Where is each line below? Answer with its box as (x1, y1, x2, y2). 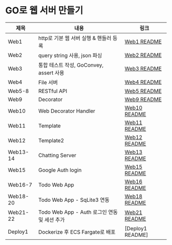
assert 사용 (38, 69, 64, 76)
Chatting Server (38, 152, 77, 159)
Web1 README (124, 38, 162, 45)
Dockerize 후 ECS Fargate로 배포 (38, 228, 116, 235)
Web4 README (124, 78, 162, 85)
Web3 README (124, 65, 162, 72)
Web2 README (124, 51, 162, 59)
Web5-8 (8, 87, 29, 95)
